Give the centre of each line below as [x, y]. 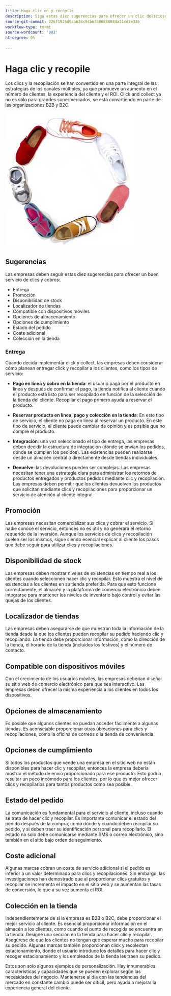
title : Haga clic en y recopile [39, 11]
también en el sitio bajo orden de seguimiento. [54, 840]
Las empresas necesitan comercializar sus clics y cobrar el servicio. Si [79, 523]
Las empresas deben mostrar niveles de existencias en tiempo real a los [81, 573]
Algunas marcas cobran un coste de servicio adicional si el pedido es [78, 868]
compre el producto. [34, 431]
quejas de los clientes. [29, 600]
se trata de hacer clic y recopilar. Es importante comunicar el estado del [81, 818]
